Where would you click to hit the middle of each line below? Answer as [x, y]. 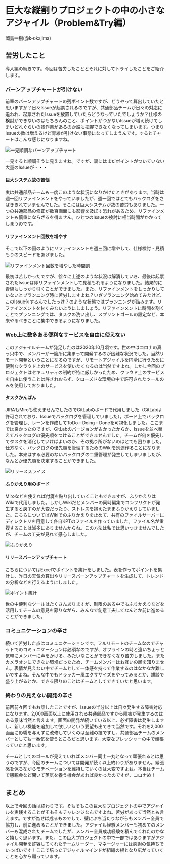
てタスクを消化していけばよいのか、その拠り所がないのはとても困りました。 [85, 441]
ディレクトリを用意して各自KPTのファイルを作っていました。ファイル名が [82, 521]
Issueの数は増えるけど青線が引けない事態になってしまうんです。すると [79, 133]
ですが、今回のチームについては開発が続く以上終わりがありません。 [85, 762]
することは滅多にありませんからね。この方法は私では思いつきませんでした [87, 528]
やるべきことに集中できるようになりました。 [56, 321]
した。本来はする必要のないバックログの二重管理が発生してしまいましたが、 [85, 454]
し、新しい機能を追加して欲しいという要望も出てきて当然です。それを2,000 [84, 726]
